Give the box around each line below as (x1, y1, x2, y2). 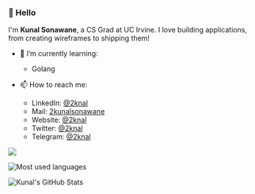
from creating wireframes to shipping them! (8, 33, 150, 43)
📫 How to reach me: (19, 80, 88, 89)
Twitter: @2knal (31, 124, 83, 133)
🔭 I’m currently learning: (19, 49, 98, 59)
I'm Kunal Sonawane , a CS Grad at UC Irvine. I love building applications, (8, 25, 248, 35)
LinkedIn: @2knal (31, 98, 89, 108)
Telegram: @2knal (31, 132, 91, 142)
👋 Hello (8, 7, 36, 18)
